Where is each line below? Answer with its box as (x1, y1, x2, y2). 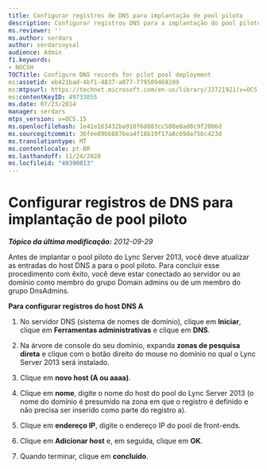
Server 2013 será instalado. (19, 358, 110, 367)
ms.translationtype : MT (8, 137, 87, 145)
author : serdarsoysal (8, 41, 80, 49)
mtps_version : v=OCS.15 (8, 115, 87, 123)
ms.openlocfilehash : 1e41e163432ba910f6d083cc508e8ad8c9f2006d (8, 122, 222, 130)
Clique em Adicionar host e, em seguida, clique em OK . (19, 436, 203, 446)
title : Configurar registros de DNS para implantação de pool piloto (8, 11, 244, 20)
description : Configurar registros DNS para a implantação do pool (8, 19, 237, 27)
